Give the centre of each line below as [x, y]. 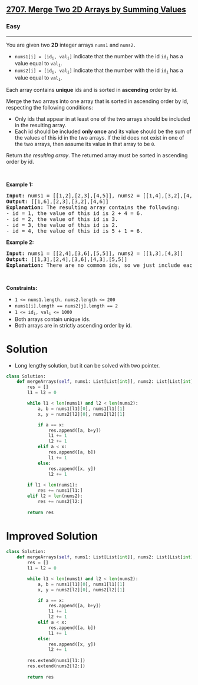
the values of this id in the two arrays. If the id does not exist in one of [99, 138]
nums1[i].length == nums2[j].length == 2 [66, 306]
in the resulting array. [40, 125]
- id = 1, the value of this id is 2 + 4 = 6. [75, 214]
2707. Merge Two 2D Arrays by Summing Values [96, 10]
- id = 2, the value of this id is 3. [62, 219]
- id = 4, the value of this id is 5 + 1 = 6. [75, 231]
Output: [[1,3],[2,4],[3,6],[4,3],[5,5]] [67, 259]
